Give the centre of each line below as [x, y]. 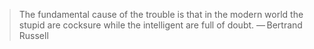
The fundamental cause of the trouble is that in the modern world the [161, 14]
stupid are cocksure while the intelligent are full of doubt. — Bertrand [160, 25]
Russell [33, 35]
